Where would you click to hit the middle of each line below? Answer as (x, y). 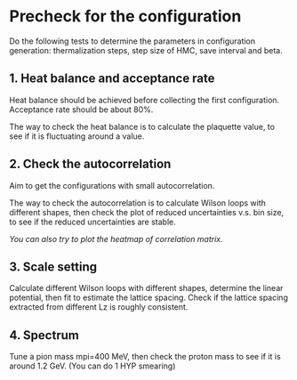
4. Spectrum (44, 335)
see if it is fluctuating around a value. (77, 136)
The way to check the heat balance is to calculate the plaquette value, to (142, 126)
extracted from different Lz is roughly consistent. (99, 307)
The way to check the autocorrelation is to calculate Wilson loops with (138, 203)
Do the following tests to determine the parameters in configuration (132, 41)
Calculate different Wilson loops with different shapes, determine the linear (146, 288)
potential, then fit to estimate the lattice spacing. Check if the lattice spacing (149, 298)
